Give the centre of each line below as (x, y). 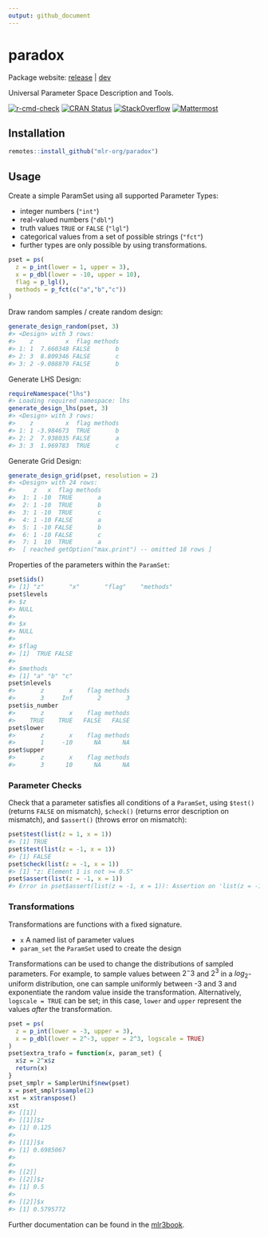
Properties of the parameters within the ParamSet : (89, 565)
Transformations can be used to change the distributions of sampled (121, 963)
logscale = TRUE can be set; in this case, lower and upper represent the (125, 1000)
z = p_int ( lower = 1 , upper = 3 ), (73, 267)
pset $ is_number (33, 706)
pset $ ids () (26, 579)
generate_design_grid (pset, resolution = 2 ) (83, 476)
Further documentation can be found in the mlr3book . (97, 1224)
